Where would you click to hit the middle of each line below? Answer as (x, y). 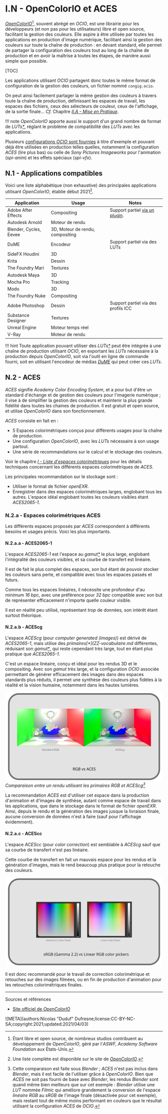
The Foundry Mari (25, 268)
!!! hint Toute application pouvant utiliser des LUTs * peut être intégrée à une (83, 346)
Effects (14, 215)
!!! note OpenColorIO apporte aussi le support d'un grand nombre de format (83, 121)
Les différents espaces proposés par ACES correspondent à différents (77, 526)
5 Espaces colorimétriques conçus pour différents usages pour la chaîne (87, 430)
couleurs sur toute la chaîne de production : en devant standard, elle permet (83, 45)
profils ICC (121, 308)
